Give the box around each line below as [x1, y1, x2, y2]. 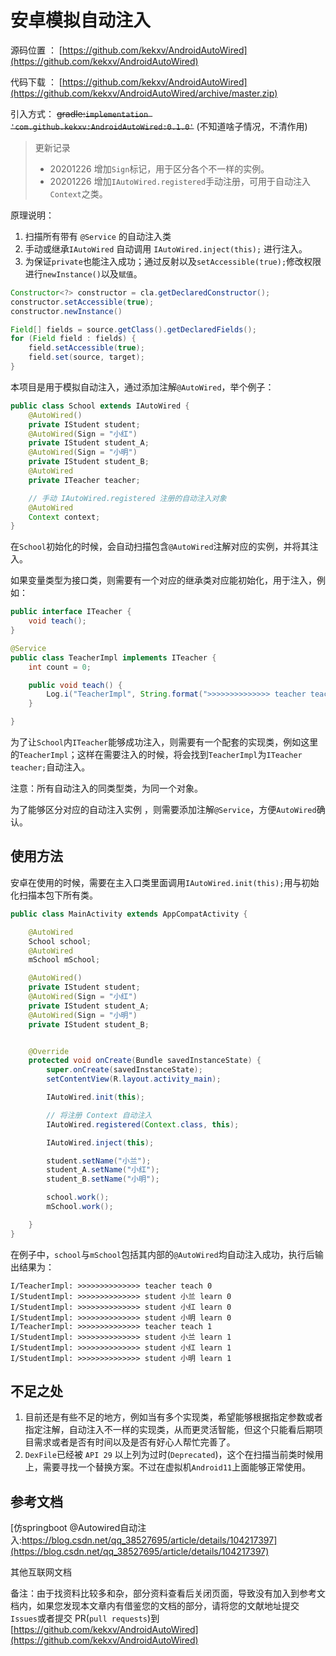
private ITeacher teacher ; [28, 475, 141, 485]
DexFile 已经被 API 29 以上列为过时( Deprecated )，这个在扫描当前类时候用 [24, 1449, 324, 1461]
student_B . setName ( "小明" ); [46, 1174, 160, 1185]
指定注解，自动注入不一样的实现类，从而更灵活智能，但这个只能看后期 [24, 1424, 315, 1436]
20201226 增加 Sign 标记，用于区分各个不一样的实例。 [49, 162, 270, 175]
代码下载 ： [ [10, 76, 63, 88]
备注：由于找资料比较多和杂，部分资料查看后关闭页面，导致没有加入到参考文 [10, 1587, 326, 1600]
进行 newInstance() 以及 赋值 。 [24, 267, 143, 280]
